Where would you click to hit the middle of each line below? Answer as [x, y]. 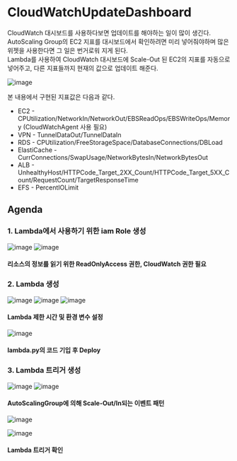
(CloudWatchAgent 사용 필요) [65, 127]
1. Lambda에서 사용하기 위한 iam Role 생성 [77, 231]
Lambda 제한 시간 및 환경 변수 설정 [56, 317]
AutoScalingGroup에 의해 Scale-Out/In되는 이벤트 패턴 [86, 403]
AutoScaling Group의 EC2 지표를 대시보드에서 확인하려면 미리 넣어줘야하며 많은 [118, 41]
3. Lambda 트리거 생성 [44, 370]
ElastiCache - [37, 150]
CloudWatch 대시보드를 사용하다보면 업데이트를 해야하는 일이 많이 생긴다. [109, 33]
